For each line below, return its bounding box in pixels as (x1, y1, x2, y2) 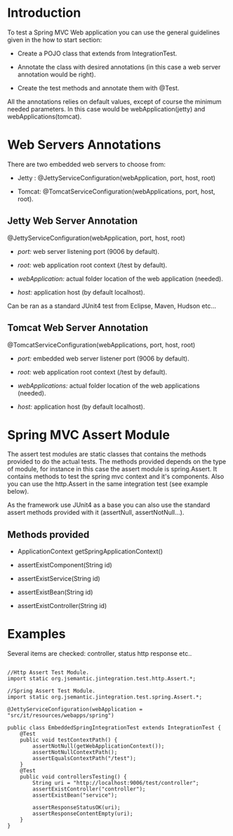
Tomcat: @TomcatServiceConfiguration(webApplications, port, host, (17, 187, 215, 196)
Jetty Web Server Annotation (7, 215, 138, 227)
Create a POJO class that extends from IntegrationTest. (17, 49, 178, 58)
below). (7, 487, 29, 496)
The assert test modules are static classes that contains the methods (7, 450, 207, 459)
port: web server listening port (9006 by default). (17, 247, 160, 255)
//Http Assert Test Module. (7, 669, 90, 676)
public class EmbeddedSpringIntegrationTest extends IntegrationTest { (7, 724, 221, 731)
